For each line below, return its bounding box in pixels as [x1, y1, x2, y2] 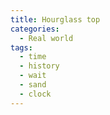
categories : [10, 24, 60, 34]
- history [19, 61, 60, 71]
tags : [10, 42, 33, 53]
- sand [19, 80, 47, 90]
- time [19, 52, 47, 62]
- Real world [19, 33, 74, 43]
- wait [19, 71, 47, 81]
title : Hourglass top [10, 14, 101, 25]
